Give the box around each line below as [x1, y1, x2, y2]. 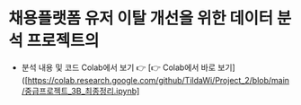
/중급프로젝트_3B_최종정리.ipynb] [21, 85, 140, 96]
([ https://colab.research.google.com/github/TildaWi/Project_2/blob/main [21, 74, 289, 85]
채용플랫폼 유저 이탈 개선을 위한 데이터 [8, 8, 274, 29]
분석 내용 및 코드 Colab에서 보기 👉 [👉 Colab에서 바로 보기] [21, 62, 235, 73]
